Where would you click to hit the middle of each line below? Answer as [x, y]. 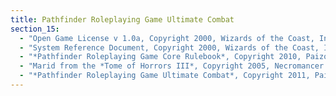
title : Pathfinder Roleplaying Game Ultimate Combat [122, 19]
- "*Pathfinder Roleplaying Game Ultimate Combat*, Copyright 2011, [165, 76]
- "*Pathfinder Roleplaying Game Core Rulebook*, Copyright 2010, [160, 57]
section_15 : [35, 29]
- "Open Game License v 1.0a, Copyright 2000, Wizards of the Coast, [167, 38]
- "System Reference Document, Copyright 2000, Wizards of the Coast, [169, 47]
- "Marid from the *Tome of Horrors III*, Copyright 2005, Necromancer [172, 66]
